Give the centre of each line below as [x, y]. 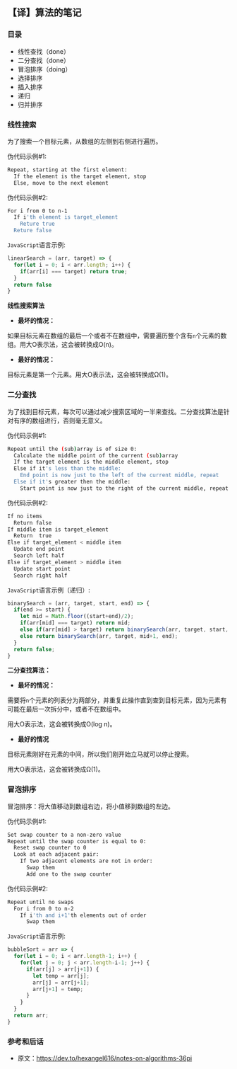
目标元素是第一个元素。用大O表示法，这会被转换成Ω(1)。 [90, 375]
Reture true [37, 224]
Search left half [39, 556]
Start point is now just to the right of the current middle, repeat [124, 488]
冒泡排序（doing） [44, 69]
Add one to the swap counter [69, 874]
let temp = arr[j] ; [61, 976]
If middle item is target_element [58, 530]
